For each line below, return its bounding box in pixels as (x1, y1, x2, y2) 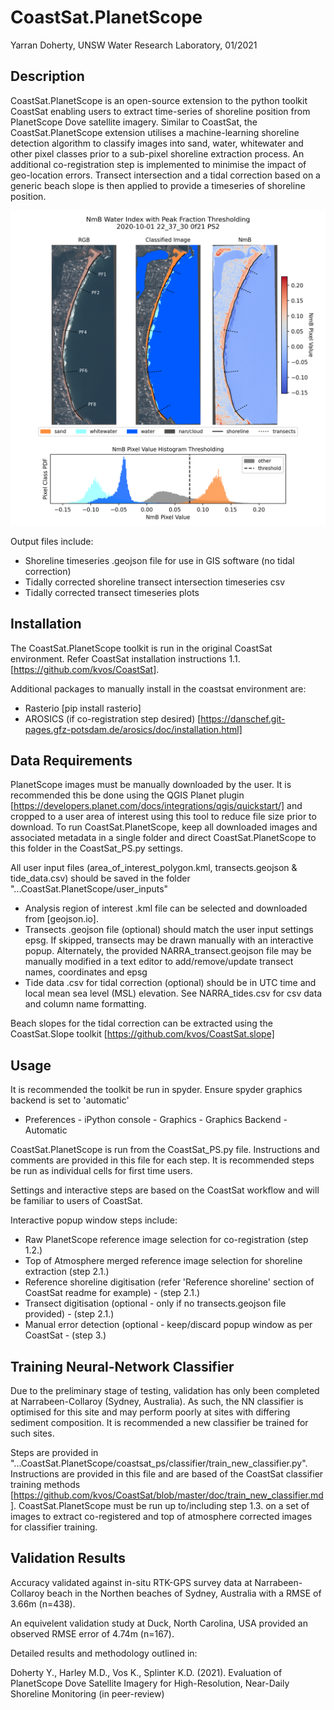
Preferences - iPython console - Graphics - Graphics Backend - (24, 1114, 288, 1126)
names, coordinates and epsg (24, 966, 148, 978)
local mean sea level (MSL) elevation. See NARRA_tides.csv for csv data (24, 987, 323, 1000)
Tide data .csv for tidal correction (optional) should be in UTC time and (24, 977, 317, 989)
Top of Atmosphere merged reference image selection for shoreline (24, 1255, 303, 1267)
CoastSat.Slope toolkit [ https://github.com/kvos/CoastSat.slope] (10, 1028, 275, 1040)
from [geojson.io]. (24, 913, 99, 925)
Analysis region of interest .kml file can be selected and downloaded (24, 902, 308, 915)
